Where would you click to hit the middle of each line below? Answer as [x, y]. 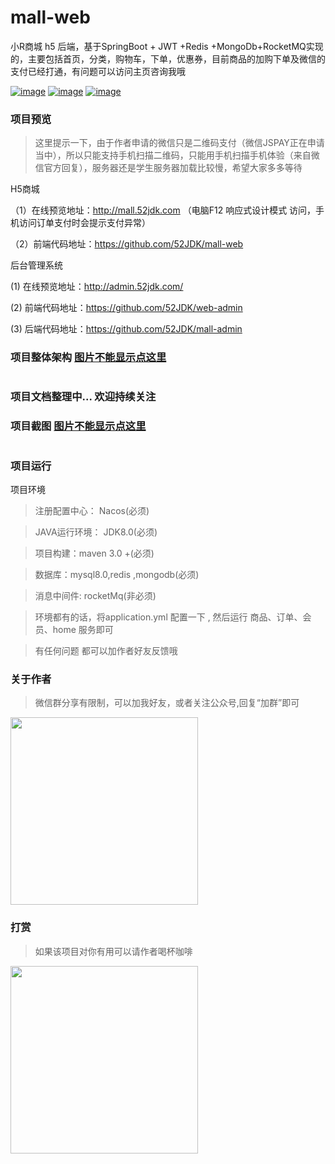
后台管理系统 [36, 265]
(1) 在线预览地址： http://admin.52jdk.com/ [97, 287]
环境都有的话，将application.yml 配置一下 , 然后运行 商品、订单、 [168, 617]
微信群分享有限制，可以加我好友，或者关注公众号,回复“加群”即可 [167, 703]
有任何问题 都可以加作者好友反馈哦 [106, 651]
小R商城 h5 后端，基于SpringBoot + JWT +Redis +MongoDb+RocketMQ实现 [167, 46]
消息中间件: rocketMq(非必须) [95, 596]
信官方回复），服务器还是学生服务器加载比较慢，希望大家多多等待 [168, 168]
